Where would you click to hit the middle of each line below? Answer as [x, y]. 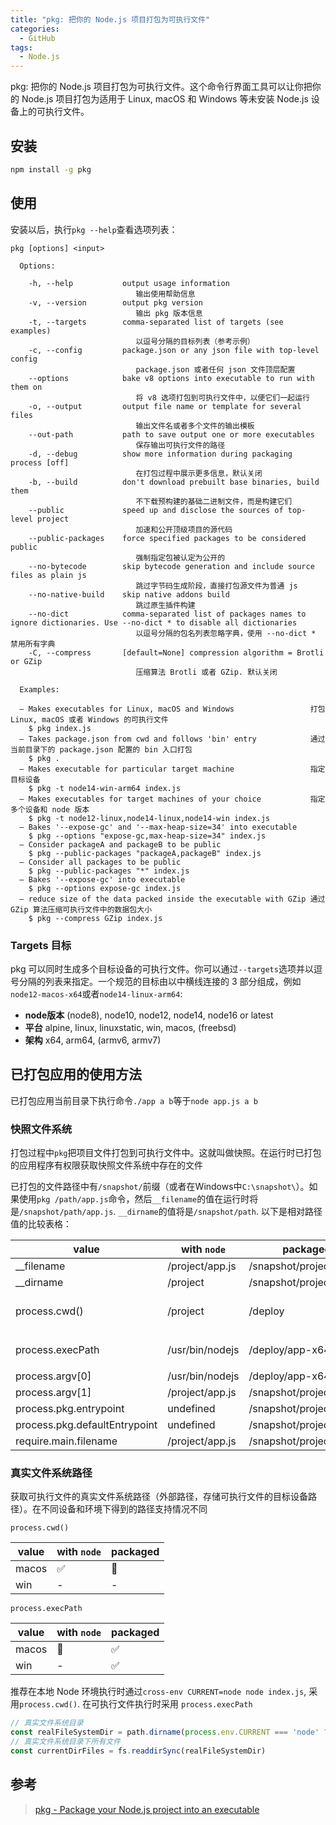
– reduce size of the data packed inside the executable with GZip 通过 [172, 899]
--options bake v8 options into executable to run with [171, 378]
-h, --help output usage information [129, 283]
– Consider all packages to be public [100, 862]
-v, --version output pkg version [115, 302]
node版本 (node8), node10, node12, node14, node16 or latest [149, 1015]
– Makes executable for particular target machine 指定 [172, 769]
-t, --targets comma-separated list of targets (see [156, 322]
